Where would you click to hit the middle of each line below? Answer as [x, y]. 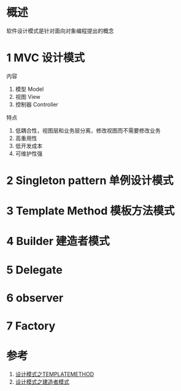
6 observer [35, 298]
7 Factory [31, 326]
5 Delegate [34, 270]
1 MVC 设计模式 [45, 58]
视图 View [28, 96]
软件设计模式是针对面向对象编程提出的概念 [60, 31]
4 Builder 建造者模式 [58, 242]
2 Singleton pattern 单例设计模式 [90, 181]
